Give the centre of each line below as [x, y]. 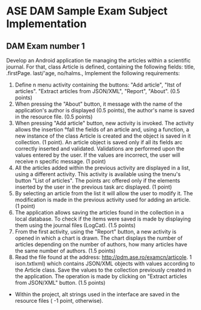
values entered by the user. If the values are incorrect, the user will [97, 155]
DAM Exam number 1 [46, 46]
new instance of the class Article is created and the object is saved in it [103, 136]
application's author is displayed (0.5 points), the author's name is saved [105, 110]
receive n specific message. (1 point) [60, 161]
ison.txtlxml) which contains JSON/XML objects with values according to [105, 263]
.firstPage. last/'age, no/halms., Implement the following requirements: [93, 73]
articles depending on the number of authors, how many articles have [101, 244]
